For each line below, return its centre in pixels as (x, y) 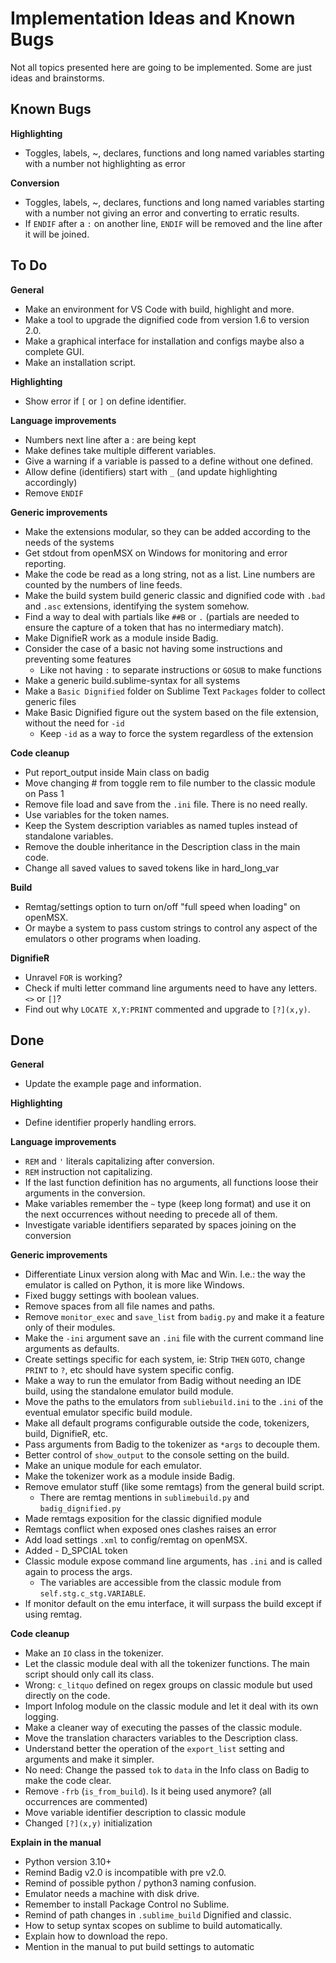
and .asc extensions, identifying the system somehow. (137, 606)
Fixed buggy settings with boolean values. (112, 1296)
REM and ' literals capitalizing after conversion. (119, 1161)
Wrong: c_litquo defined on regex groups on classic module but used (168, 1685)
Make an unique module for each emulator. (113, 1466)
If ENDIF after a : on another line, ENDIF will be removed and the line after (173, 223)
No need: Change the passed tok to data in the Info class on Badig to (167, 1770)
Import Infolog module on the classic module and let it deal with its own (171, 1706)
